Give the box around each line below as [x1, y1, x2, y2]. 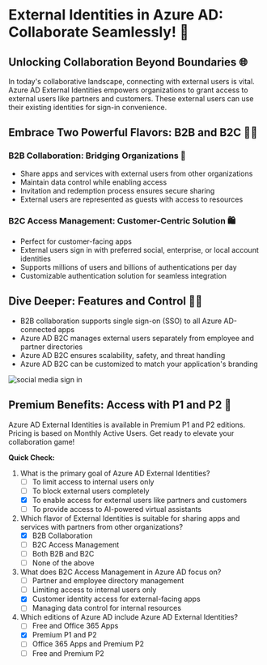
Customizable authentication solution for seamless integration [19, 271, 227, 280]
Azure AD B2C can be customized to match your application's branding [19, 359, 259, 369]
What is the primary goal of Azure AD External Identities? [19, 468, 210, 478]
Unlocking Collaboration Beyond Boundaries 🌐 [8, 55, 248, 69]
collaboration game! [8, 437, 75, 446]
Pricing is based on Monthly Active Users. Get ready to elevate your [8, 428, 235, 438]
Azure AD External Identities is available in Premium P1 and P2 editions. [8, 420, 246, 429]
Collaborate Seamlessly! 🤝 [8, 23, 189, 41]
